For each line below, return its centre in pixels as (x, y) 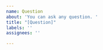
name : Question (25, 11)
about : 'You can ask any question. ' (52, 17)
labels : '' (19, 28)
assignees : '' (23, 33)
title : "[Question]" (31, 22)
